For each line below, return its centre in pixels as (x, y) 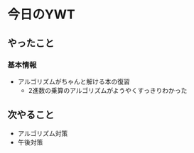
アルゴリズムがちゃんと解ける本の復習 (74, 81)
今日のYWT (42, 15)
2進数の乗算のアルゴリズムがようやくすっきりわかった (108, 90)
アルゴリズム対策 (43, 133)
